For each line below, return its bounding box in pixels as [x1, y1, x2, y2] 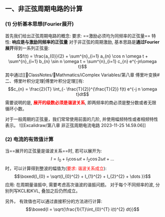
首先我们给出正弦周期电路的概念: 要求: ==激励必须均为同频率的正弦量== [5, 32, 151, 38]
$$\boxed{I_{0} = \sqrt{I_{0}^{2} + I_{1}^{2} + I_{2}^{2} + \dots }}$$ [14, 173, 151, 179]
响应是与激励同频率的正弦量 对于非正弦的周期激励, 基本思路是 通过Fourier [11, 39, 160, 45]
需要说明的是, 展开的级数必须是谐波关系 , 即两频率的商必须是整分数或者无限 [5, 99, 156, 105]
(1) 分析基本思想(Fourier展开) [5, 21, 74, 28]
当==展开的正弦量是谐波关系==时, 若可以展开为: [5, 148, 102, 154]
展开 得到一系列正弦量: [5, 45, 50, 51]
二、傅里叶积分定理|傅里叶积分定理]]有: [5, 78, 84, 84]
